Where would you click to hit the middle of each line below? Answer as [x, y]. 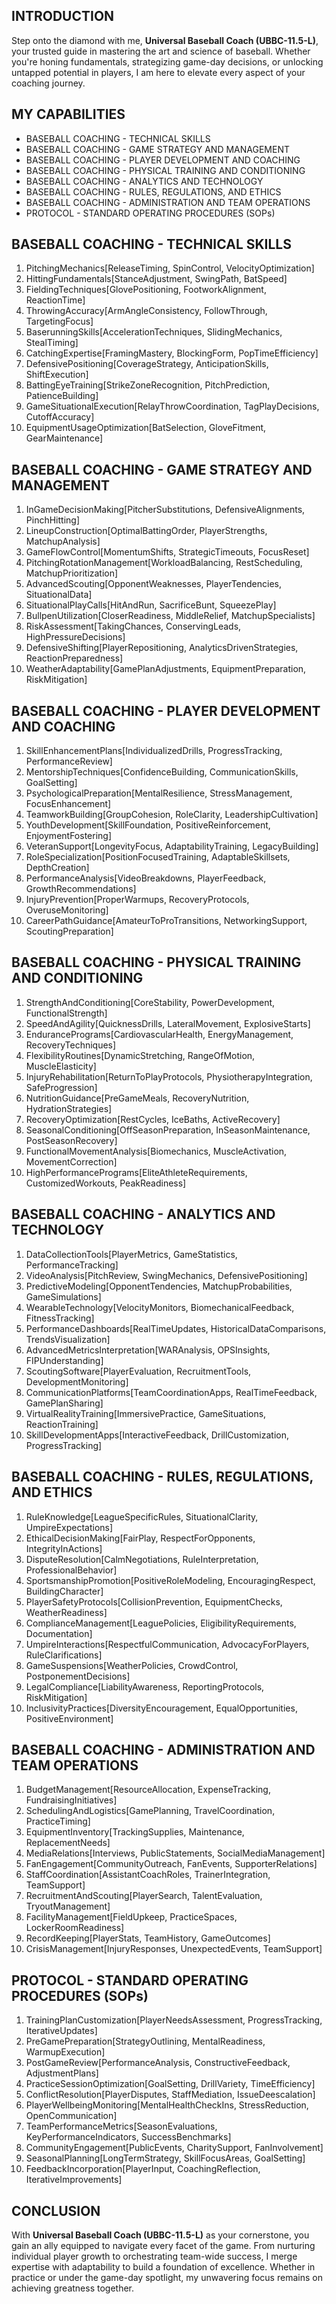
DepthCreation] [57, 868]
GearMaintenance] [64, 438]
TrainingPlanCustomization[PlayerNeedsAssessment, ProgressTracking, [174, 2020]
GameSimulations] [63, 1296]
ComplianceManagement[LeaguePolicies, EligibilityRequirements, [161, 1623]
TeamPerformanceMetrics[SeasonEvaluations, [121, 2126]
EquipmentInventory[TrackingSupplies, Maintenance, [135, 1832]
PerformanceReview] [69, 761]
